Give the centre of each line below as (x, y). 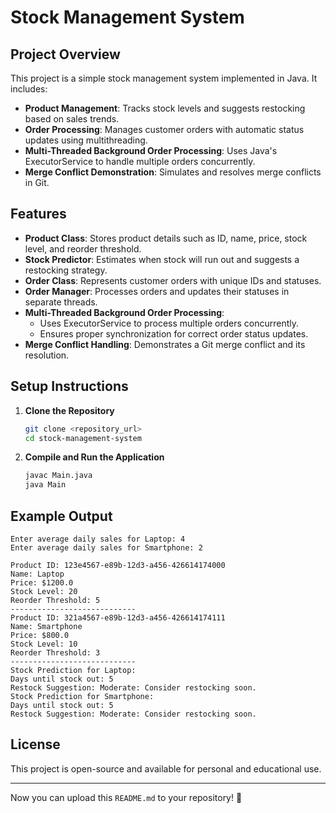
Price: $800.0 (40, 635)
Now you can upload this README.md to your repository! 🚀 (126, 797)
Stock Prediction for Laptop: (73, 670)
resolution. (47, 355)
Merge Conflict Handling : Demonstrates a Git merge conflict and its (165, 344)
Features (38, 214)
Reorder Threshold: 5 (55, 600)
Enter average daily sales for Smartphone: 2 (106, 547)
